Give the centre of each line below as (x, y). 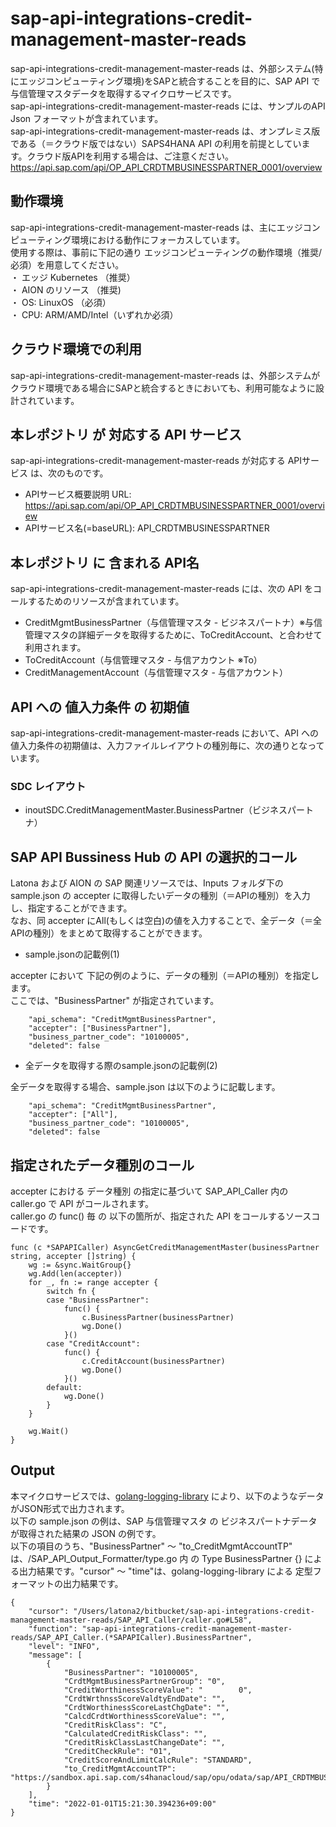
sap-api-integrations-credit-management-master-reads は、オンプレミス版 (165, 131)
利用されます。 (55, 648)
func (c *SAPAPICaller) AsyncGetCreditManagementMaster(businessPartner (165, 1247)
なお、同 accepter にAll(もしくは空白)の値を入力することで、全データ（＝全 (166, 921)
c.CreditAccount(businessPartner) (153, 1361)
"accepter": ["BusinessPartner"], (100, 1028)
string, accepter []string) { (73, 1256)
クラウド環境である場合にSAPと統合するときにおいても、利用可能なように (163, 388)
